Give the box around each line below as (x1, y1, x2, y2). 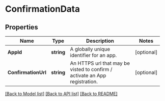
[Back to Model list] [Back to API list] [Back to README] (5, 91, 118, 97)
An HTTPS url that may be (70, 60, 130, 67)
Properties (5, 23, 38, 31)
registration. (70, 78, 98, 85)
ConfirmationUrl (7, 69, 47, 76)
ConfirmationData (5, 3, 80, 15)
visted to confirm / (70, 66, 112, 73)
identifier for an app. (70, 52, 117, 58)
